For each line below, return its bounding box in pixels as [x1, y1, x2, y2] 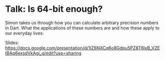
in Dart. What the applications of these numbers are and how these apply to [5, 25, 160, 30]
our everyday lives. [5, 30, 44, 36]
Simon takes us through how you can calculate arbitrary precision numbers [5, 20, 159, 26]
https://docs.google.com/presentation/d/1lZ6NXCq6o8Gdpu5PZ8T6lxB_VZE [5, 45, 160, 51]
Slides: [5, 39, 19, 45]
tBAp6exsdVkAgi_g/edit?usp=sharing [5, 50, 82, 56]
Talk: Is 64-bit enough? [5, 3, 103, 15]
